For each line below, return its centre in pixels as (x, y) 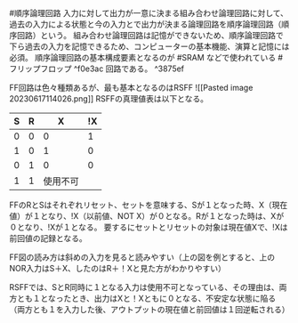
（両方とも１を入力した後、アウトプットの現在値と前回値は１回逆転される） (149, 309)
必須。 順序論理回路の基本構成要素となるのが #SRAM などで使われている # (146, 57)
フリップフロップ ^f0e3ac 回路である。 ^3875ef (97, 69)
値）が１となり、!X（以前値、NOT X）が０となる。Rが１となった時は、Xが (147, 216)
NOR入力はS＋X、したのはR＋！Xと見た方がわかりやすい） (118, 268)
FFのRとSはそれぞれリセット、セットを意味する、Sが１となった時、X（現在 (149, 205)
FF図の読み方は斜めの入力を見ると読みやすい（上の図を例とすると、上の (142, 257)
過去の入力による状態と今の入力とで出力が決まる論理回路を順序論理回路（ (145, 24)
